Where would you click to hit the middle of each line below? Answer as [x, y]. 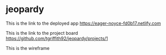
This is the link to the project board [42, 33]
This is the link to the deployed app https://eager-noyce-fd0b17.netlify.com [83, 23]
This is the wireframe [28, 48]
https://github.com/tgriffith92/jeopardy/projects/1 [57, 38]
